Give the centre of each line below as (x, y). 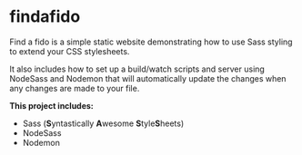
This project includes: (51, 105)
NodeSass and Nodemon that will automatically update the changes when (148, 78)
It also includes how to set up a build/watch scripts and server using (137, 69)
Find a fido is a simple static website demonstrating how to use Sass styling (151, 42)
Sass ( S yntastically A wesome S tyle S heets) (103, 123)
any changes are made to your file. (75, 88)
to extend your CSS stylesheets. (70, 51)
